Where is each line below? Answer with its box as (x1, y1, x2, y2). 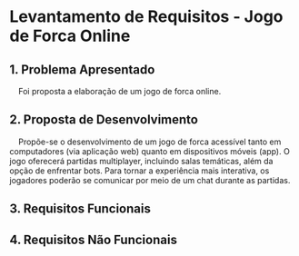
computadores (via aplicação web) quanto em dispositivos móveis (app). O (9, 145, 291, 156)
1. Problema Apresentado (9, 62, 155, 77)
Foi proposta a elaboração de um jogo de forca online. (17, 86, 222, 96)
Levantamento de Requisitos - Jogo (9, 6, 284, 27)
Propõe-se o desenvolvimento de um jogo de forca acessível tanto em (17, 136, 282, 147)
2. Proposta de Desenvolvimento (9, 112, 198, 128)
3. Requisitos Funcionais (9, 202, 152, 217)
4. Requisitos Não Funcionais (9, 231, 177, 247)
